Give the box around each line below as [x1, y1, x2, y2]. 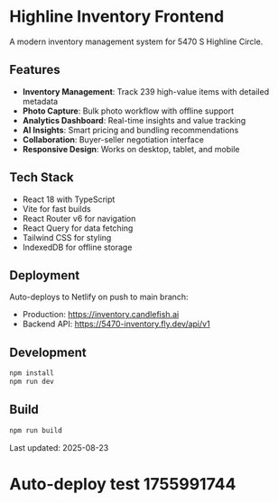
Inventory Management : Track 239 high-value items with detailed [22, 86, 269, 96]
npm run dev [9, 377, 54, 387]
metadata [22, 96, 59, 106]
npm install [9, 369, 54, 378]
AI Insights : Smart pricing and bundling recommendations [22, 124, 239, 135]
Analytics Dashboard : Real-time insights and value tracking [22, 114, 246, 125]
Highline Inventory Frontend [9, 6, 225, 27]
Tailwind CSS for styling [22, 232, 112, 242]
